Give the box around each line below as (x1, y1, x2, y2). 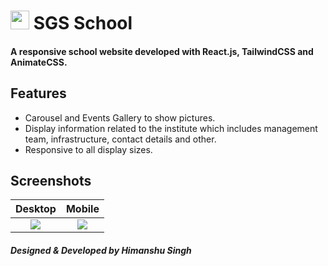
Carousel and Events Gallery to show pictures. (24, 111, 216, 124)
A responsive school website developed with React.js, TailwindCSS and (10, 45, 314, 57)
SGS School (33, 12, 133, 35)
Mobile (65, 202, 100, 216)
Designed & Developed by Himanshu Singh (10, 245, 192, 256)
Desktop (15, 202, 57, 216)
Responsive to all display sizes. (24, 143, 153, 155)
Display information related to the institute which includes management (24, 122, 318, 134)
